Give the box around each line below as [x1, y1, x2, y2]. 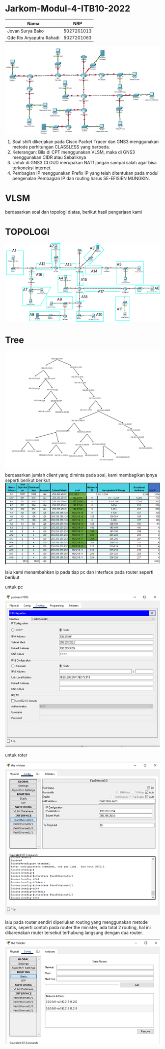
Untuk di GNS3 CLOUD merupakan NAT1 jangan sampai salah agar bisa [12, 160, 157, 166]
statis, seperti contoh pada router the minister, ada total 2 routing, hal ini [5, 924, 151, 930]
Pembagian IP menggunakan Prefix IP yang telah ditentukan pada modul [12, 170, 159, 176]
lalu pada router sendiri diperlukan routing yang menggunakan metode [5, 919, 148, 925]
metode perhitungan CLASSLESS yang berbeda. [12, 144, 110, 150]
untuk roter [5, 752, 28, 758]
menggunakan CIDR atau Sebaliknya [12, 154, 86, 160]
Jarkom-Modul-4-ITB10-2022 [5, 3, 131, 14]
